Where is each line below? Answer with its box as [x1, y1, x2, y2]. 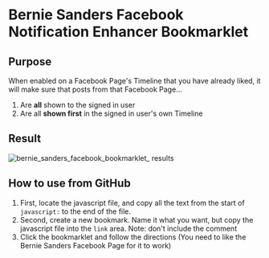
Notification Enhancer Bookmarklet [8, 23, 249, 41]
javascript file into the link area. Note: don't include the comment [19, 223, 238, 233]
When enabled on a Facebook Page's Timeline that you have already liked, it [8, 76, 261, 85]
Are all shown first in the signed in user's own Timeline [19, 109, 203, 118]
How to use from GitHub [8, 177, 131, 190]
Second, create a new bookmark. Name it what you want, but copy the [19, 215, 254, 224]
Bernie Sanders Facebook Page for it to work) [19, 240, 172, 250]
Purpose [8, 55, 52, 68]
